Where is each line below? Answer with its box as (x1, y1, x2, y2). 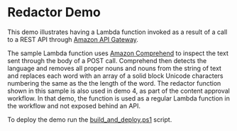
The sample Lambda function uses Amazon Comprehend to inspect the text (7, 49, 229, 57)
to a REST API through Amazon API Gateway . (7, 35, 138, 43)
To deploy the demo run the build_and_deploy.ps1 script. (7, 115, 172, 124)
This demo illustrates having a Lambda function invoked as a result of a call (7, 28, 228, 36)
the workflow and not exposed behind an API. (7, 101, 140, 110)
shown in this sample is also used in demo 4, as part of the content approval (7, 86, 231, 95)
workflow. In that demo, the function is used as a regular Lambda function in (7, 93, 231, 103)
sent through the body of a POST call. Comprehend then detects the (7, 56, 207, 64)
